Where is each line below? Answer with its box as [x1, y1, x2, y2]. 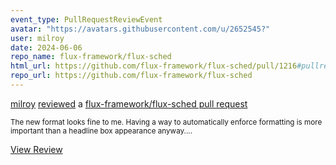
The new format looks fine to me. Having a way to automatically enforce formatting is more [10, 117, 323, 127]
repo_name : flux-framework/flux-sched [10, 52, 172, 62]
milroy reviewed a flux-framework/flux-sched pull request [10, 97, 248, 110]
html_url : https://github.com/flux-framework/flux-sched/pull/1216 [10, 61, 298, 71]
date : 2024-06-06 [10, 42, 83, 53]
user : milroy [10, 33, 65, 43]
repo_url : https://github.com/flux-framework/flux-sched [10, 71, 253, 81]
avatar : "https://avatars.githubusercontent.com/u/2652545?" [10, 24, 271, 34]
